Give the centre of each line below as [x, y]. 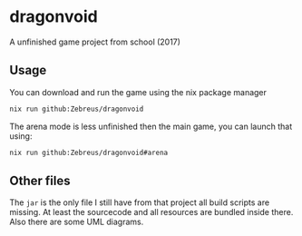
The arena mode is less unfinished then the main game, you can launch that [151, 126]
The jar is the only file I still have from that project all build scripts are [140, 202]
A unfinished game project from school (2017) [95, 42]
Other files [40, 180]
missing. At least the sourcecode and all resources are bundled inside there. [151, 212]
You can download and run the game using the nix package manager [138, 92]
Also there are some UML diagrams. [77, 222]
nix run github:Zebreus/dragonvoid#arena [89, 152]
